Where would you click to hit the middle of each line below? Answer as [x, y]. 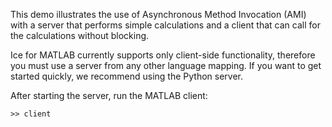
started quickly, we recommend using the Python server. [126, 76]
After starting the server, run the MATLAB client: [109, 95]
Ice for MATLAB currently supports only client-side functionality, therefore [163, 55]
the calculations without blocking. [80, 35]
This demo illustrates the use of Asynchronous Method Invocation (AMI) [158, 14]
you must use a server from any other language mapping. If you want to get [166, 65]
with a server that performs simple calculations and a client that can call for [165, 25]
